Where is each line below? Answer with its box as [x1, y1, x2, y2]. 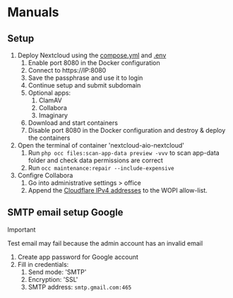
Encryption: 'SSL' [28, 275, 78, 283]
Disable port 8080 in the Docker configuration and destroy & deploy [28, 126, 226, 134]
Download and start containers [28, 119, 119, 127]
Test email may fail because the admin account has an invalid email [7, 239, 203, 247]
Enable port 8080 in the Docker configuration [28, 59, 160, 67]
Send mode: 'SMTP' [28, 268, 87, 276]
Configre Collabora [17, 171, 73, 179]
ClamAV [38, 96, 62, 105]
